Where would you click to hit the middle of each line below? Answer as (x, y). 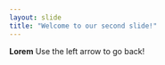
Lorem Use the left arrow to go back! (77, 51)
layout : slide (36, 17)
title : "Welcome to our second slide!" (83, 26)
